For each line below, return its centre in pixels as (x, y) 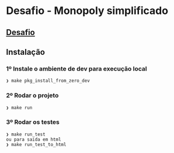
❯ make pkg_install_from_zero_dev (48, 81)
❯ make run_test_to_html (36, 144)
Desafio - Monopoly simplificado (87, 11)
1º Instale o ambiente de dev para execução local (76, 68)
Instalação (26, 52)
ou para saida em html (34, 139)
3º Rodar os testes (33, 122)
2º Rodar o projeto (32, 96)
